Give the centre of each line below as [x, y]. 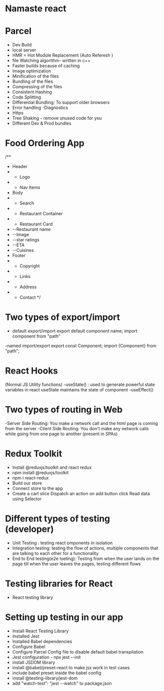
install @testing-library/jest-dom [45, 678]
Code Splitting [27, 97]
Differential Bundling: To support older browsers [61, 103]
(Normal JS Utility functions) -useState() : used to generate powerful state [80, 384]
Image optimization [32, 71]
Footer [19, 256]
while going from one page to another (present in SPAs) [61, 434]
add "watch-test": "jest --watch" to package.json [62, 683]
